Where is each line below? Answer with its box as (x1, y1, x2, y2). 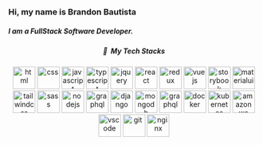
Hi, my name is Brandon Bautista (8, 6, 137, 18)
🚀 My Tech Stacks (102, 46, 166, 56)
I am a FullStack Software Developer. (8, 26, 134, 36)
